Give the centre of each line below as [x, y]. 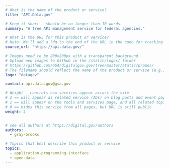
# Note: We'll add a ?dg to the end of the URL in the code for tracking [84, 42]
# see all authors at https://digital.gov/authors [59, 125]
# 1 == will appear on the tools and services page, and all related [80, 102]
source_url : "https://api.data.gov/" [45, 47]
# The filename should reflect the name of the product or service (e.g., [85, 70]
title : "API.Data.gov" [29, 15]
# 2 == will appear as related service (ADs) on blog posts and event [81, 98]
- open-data [22, 158]
